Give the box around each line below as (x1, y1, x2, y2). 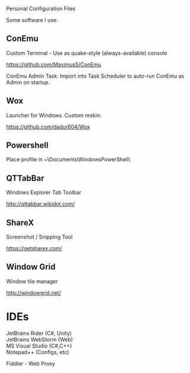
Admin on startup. (6, 78, 50, 85)
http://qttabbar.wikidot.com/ (6, 200, 75, 208)
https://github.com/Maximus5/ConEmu (6, 60, 102, 68)
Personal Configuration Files (6, 5, 76, 12)
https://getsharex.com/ (6, 245, 62, 252)
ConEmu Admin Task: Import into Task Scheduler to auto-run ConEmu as (6, 72, 185, 79)
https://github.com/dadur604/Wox (6, 123, 90, 130)
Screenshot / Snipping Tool (6, 234, 73, 241)
